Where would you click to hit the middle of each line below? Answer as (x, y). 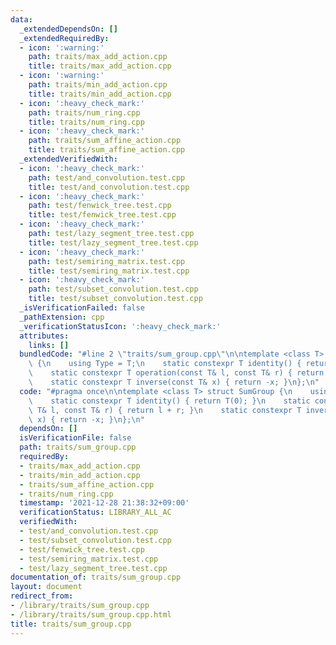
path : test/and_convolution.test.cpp (107, 177)
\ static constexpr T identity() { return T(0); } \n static (169, 401)
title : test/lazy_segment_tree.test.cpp (113, 242)
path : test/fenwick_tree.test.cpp (100, 206)
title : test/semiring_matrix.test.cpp (109, 271)
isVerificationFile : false (75, 438)
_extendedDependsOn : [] (68, 29)
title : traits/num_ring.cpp (86, 122)
